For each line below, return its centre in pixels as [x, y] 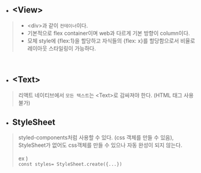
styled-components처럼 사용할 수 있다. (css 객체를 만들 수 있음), [96, 138]
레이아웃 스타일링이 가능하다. [62, 48]
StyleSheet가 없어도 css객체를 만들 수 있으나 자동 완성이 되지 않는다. [100, 145]
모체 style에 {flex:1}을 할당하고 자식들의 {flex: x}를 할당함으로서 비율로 [111, 41]
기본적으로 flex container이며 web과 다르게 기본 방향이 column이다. [108, 33]
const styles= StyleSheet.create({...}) [70, 164]
